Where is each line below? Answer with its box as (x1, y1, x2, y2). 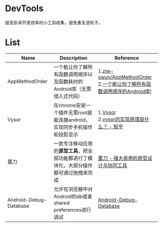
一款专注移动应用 (53, 140, 93, 147)
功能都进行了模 (58, 155, 93, 161)
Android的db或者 (53, 193, 93, 200)
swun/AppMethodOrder (98, 73, 152, 80)
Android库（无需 (53, 86, 91, 92)
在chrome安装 (53, 102, 86, 108)
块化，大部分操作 (53, 162, 93, 169)
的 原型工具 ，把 (53, 147, 88, 154)
